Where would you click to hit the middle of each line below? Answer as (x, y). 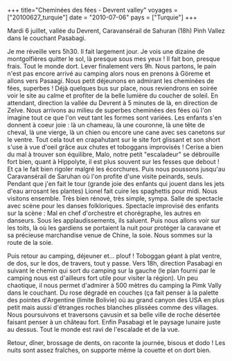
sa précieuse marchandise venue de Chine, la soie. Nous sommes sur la (110, 235)
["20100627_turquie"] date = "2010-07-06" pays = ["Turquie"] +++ (102, 17)
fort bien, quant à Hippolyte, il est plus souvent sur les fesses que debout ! (113, 161)
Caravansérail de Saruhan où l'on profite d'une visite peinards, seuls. (106, 176)
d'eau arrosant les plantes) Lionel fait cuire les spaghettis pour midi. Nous (113, 191)
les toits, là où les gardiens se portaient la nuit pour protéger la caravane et (114, 228)
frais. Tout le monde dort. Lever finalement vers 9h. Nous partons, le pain (112, 66)
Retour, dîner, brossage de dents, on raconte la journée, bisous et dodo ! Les (116, 343)
